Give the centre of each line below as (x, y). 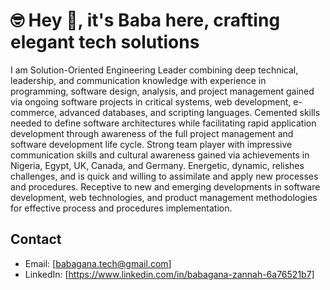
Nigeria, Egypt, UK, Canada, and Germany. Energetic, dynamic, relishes (157, 165)
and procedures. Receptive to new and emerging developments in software (165, 186)
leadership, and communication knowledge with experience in (138, 80)
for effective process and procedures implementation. (121, 208)
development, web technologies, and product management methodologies (164, 197)
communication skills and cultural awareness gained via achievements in (160, 155)
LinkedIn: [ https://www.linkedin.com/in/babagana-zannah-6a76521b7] (169, 274)
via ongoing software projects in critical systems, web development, (151, 101)
